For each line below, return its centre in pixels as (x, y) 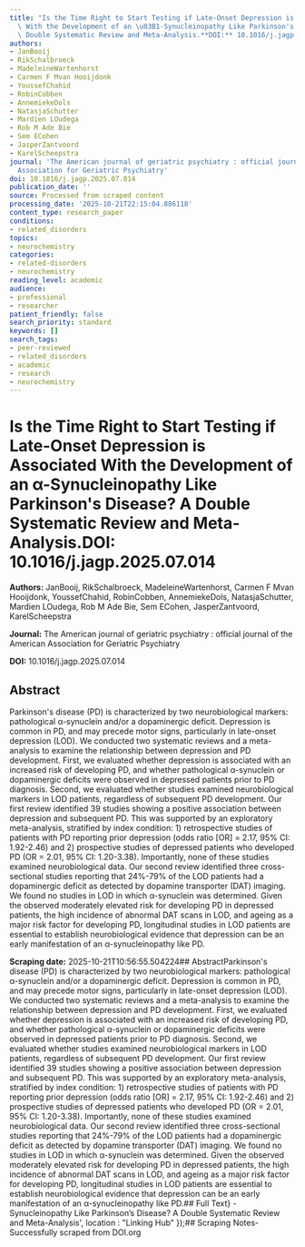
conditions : (32, 221)
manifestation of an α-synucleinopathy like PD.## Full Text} (120, 1203)
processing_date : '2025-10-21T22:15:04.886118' (101, 204)
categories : (32, 255)
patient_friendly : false (56, 314)
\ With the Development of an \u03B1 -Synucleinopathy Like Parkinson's (156, 26)
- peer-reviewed (40, 348)
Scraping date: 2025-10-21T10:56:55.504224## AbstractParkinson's (138, 962)
